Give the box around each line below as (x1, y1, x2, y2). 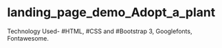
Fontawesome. (7, 34, 49, 42)
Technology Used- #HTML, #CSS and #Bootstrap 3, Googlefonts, (7, 27, 192, 35)
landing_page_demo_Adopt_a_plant (7, 5, 216, 20)
